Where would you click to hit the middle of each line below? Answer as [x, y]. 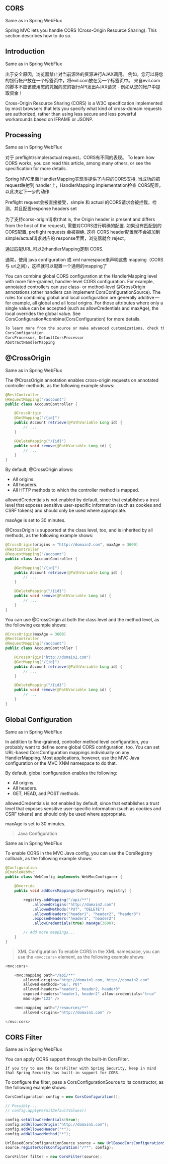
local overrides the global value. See [43, 314]
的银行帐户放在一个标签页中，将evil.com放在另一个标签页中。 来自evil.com [83, 80]
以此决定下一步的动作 [27, 192]
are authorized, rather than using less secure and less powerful [71, 114]
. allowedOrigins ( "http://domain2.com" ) [74, 905]
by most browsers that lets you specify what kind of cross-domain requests [83, 109]
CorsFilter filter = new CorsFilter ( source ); [54, 1157]
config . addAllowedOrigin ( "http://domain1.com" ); [57, 1124]
